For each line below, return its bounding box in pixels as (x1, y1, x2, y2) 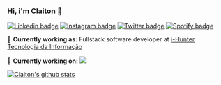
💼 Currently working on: (7, 57, 79, 65)
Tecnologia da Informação (7, 43, 82, 51)
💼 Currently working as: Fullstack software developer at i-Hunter (7, 35, 195, 44)
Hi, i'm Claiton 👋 (7, 6, 63, 16)
